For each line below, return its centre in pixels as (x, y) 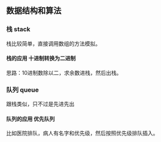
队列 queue (22, 90)
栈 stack (19, 29)
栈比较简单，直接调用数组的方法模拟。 (53, 43)
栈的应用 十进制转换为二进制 (41, 58)
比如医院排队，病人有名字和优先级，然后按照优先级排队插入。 (82, 133)
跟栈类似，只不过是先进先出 (40, 104)
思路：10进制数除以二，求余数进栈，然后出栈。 (64, 72)
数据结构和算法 (34, 11)
